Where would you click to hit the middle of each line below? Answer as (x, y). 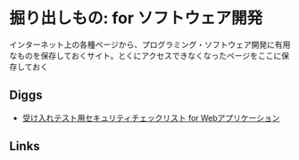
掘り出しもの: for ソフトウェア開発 (136, 18)
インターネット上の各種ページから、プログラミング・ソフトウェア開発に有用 (150, 44)
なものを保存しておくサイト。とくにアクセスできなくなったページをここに (145, 55)
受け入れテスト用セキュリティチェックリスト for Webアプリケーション (151, 117)
